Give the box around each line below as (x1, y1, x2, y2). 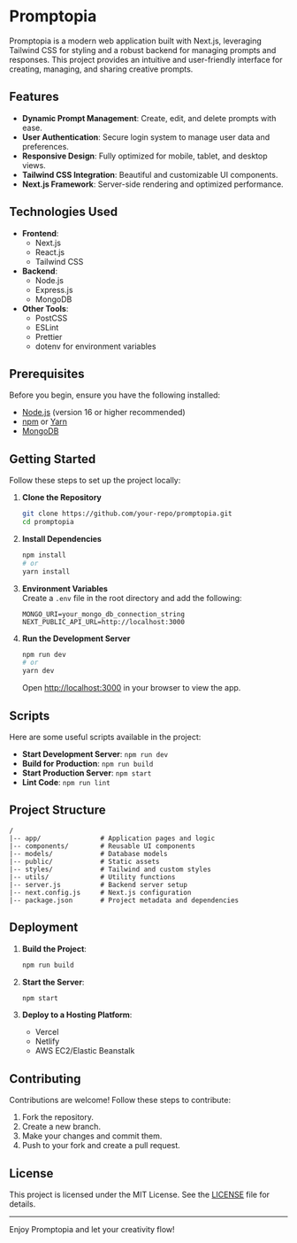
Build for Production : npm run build (21, 759, 154, 768)
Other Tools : (21, 303, 69, 313)
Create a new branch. (21, 1122, 102, 1132)
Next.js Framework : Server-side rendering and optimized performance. (21, 179, 285, 189)
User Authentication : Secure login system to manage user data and (21, 131, 270, 143)
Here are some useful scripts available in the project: (9, 732, 202, 742)
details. (9, 1199, 36, 1209)
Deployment (9, 920, 79, 935)
